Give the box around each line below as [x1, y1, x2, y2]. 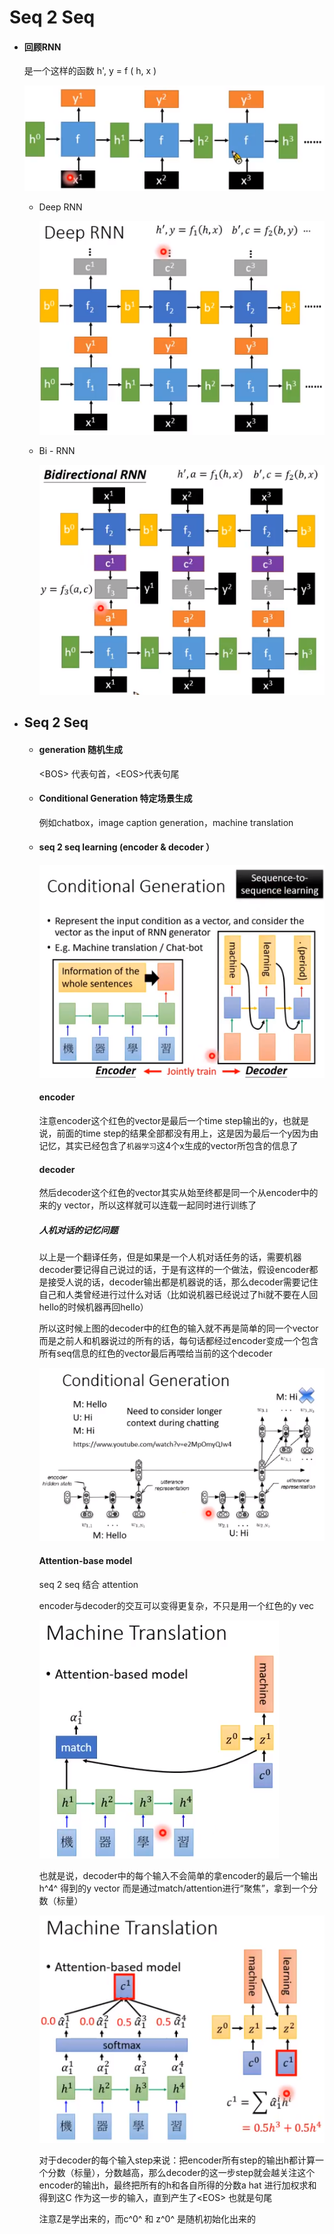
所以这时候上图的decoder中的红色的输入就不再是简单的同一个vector [38, 1322, 319, 1335]
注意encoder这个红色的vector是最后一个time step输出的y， [38, 1114, 284, 1126]
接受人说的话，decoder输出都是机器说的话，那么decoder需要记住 [47, 1276, 319, 1288]
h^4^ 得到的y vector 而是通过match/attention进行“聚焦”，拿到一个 [38, 1882, 309, 1894]
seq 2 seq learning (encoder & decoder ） [38, 841, 216, 853]
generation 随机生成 [38, 743, 124, 755]
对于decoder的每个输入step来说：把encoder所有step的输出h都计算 [38, 2154, 316, 2166]
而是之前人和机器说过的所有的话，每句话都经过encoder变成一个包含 [38, 1335, 319, 1347]
